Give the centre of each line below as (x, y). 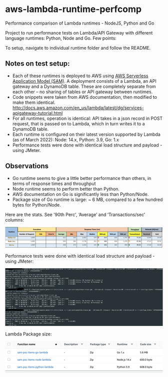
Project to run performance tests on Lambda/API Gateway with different (79, 33)
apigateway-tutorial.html (37, 113)
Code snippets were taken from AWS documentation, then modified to (85, 97)
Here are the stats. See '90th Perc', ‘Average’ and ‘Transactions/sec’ (75, 215)
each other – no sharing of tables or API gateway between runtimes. (82, 92)
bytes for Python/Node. (36, 205)
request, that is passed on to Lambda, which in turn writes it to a (78, 123)
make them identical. (34, 102)
